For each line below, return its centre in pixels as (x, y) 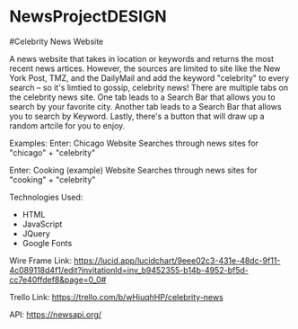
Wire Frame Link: (40, 260)
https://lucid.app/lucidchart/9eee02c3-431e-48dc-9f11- (177, 260)
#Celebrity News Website (57, 41)
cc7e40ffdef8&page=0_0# (58, 280)
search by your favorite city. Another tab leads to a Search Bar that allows (145, 106)
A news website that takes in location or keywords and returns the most (142, 58)
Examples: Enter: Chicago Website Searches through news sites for (134, 143)
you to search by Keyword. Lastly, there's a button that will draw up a (137, 116)
